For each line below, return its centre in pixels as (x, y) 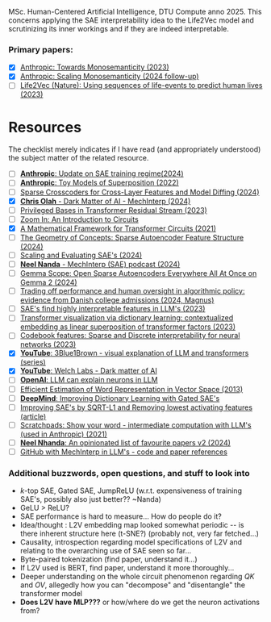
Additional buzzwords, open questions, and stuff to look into (129, 473)
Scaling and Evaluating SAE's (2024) (81, 255)
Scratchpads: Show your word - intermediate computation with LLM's (135, 425)
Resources (45, 127)
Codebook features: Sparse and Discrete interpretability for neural (130, 336)
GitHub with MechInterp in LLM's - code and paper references (124, 452)
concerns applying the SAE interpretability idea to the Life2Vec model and (131, 20)
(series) (33, 362)
